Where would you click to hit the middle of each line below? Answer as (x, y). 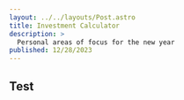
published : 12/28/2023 (51, 50)
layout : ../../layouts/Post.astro (73, 17)
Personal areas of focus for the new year (96, 42)
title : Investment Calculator (65, 26)
